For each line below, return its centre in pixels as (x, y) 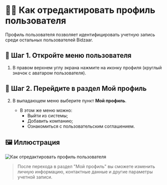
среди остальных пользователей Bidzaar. (49, 40)
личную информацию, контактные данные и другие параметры (85, 172)
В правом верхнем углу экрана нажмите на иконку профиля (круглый (87, 67)
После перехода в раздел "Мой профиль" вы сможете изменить (86, 167)
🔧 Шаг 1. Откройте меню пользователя (68, 56)
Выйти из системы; (48, 115)
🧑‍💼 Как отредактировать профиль (80, 10)
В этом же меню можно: (46, 110)
